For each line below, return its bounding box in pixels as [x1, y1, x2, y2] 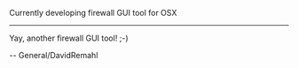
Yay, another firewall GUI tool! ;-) [9, 33, 129, 43]
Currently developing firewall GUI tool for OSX [9, 8, 177, 18]
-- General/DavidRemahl [9, 50, 98, 60]
